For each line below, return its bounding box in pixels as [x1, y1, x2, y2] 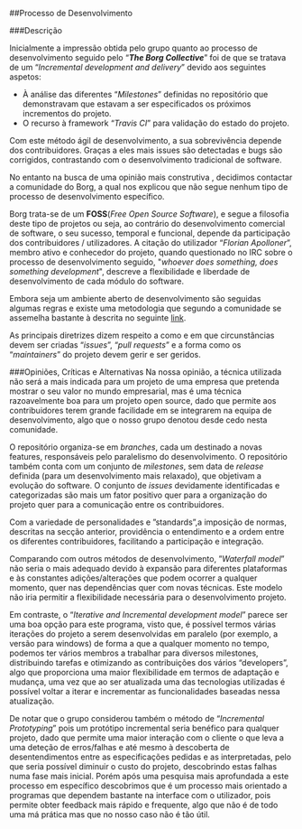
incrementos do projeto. [22, 108, 112, 118]
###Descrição [9, 25, 63, 35]
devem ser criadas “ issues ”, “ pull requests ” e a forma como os [9, 340, 242, 350]
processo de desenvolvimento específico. [9, 191, 165, 201]
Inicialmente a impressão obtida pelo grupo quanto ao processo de [9, 42, 259, 53]
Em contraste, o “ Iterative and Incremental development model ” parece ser [9, 610, 288, 619]
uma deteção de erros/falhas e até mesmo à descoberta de [9, 742, 230, 752]
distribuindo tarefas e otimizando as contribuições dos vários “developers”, [9, 657, 288, 667]
